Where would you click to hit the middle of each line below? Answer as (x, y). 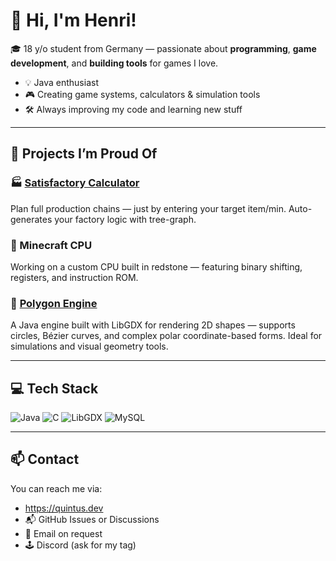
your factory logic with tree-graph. (125, 219)
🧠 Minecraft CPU (51, 245)
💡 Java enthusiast (61, 82)
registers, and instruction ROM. (74, 277)
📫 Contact (45, 459)
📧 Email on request (63, 533)
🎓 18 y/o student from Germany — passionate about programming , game (163, 48)
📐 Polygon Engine (54, 303)
